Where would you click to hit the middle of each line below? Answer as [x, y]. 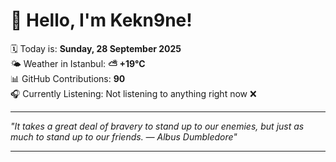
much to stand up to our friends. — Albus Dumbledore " [124, 136]
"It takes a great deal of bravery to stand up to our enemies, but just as [157, 126]
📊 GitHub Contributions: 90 [68, 78]
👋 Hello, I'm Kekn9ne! [101, 20]
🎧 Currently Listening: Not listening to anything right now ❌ [133, 93]
